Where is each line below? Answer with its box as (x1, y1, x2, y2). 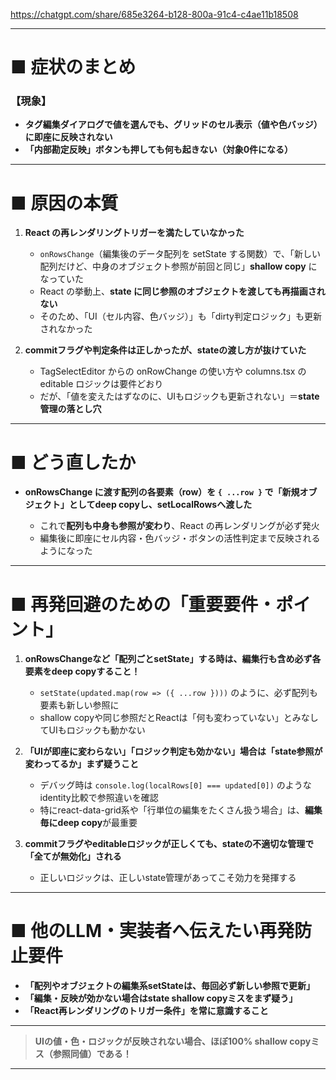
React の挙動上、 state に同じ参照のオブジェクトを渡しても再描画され (39, 285, 326, 298)
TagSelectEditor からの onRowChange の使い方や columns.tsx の (39, 365, 307, 378)
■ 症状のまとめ (10, 56, 137, 79)
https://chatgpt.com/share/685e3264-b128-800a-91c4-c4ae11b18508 (10, 9, 299, 20)
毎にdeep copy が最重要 (39, 817, 138, 829)
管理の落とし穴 (39, 403, 102, 415)
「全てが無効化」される (24, 850, 122, 863)
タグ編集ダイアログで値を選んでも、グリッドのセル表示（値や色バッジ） (24, 119, 323, 131)
